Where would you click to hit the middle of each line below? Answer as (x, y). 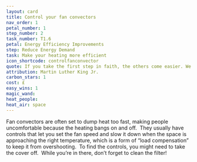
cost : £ (16, 83)
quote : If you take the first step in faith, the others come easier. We (99, 66)
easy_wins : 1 (22, 88)
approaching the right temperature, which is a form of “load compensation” (97, 140)
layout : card (22, 11)
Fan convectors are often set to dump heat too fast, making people (87, 121)
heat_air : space (26, 105)
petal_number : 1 (26, 28)
